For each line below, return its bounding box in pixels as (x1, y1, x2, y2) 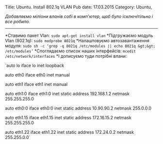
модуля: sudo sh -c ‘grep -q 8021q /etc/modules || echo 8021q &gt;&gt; (5, 43, 156, 48)
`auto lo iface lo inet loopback (5, 63, 65, 68)
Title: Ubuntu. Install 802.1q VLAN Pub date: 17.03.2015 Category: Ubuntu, (5, 4, 152, 10)
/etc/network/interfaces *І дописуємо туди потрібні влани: (5, 53, 127, 59)
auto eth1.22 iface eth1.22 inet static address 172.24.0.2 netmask (5, 129, 134, 135)
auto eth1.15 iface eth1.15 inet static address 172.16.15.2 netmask (5, 115, 132, 120)
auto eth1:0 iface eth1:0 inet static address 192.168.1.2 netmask (5, 91, 130, 96)
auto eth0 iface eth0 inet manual (5, 72, 70, 78)
